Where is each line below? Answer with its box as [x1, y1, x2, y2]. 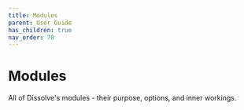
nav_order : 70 [8, 33, 55, 42]
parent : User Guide [8, 19, 72, 27]
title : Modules [8, 11, 58, 20]
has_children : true [8, 26, 72, 34]
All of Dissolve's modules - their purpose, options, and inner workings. [8, 93, 237, 103]
